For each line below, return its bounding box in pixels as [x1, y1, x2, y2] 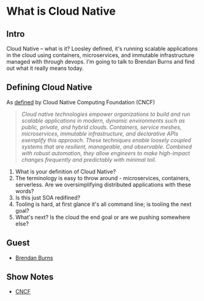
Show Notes [6, 272, 54, 283]
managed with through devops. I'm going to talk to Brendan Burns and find [6, 58, 195, 65]
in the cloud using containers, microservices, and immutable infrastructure [6, 51, 195, 59]
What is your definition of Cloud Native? [15, 167, 116, 175]
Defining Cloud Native [6, 82, 93, 93]
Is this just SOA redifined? [15, 194, 81, 201]
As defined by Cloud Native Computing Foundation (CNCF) [6, 98, 155, 105]
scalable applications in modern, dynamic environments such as [21, 116, 185, 124]
